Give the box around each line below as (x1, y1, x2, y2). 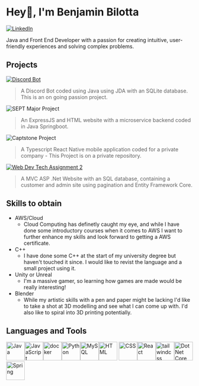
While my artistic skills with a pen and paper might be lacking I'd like (23, 296, 191, 303)
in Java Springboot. (20, 123, 69, 130)
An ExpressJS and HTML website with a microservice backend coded (20, 116, 191, 123)
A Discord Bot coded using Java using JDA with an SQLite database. (20, 87, 188, 94)
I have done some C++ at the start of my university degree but (23, 252, 176, 259)
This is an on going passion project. (20, 93, 108, 100)
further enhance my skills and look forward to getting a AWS (23, 233, 171, 240)
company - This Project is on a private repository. (20, 152, 142, 159)
